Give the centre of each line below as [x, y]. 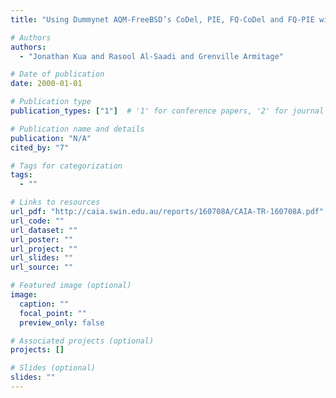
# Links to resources [55, 202]
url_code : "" [37, 221]
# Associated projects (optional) [82, 341]
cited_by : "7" [40, 147]
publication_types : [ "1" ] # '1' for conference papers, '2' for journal [167, 111]
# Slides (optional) [53, 368]
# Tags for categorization [66, 166]
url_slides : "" [42, 258]
